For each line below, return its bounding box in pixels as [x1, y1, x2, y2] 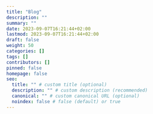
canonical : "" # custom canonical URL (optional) [12, 93, 140, 99]
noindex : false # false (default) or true [12, 98, 121, 104]
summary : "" [6, 20, 36, 26]
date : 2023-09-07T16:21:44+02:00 [6, 25, 91, 32]
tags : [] [6, 54, 29, 60]
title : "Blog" [6, 8, 42, 15]
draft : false [6, 37, 39, 43]
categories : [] [6, 48, 45, 54]
